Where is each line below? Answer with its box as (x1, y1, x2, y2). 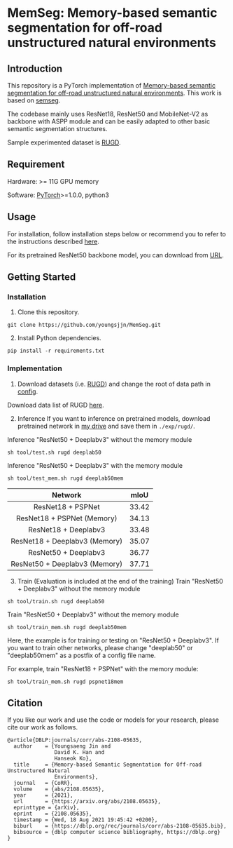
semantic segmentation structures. (7, 125, 108, 133)
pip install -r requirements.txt (7, 347, 105, 355)
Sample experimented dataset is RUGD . (7, 138, 121, 147)
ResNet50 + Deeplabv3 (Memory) (10, 559, 123, 569)
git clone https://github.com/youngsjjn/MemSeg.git (7, 321, 161, 329)
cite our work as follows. (7, 723, 78, 732)
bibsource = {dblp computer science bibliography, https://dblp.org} (13, 829, 220, 836)
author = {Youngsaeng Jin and (13, 743, 111, 750)
